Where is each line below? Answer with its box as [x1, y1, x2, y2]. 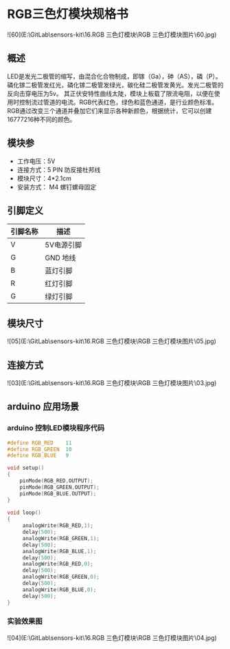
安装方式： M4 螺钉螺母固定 [16, 183, 97, 191]
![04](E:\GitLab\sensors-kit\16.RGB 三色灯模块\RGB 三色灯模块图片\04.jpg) [7, 633, 218, 641]
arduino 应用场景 [7, 401, 80, 413]
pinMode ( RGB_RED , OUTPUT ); [19, 477, 94, 484]
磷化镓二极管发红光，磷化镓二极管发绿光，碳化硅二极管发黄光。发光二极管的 [7, 81, 224, 89]
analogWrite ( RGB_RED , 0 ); [22, 561, 94, 568]
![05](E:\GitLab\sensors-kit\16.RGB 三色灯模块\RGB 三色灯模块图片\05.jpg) [7, 337, 216, 345]
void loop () [7, 509, 41, 517]
